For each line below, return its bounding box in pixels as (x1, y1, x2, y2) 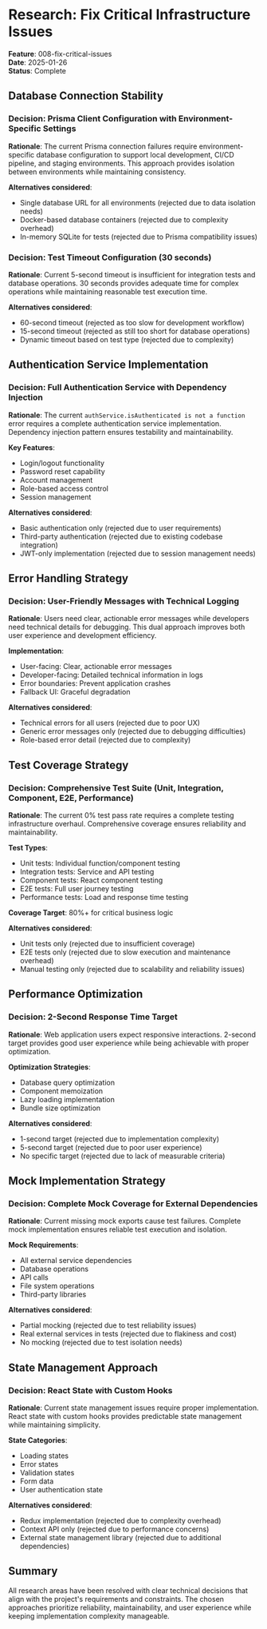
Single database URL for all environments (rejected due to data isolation (19, 197, 257, 207)
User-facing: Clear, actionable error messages (19, 662, 173, 671)
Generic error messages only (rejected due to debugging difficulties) (19, 727, 246, 736)
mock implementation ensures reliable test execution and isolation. (8, 1225, 227, 1234)
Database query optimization (19, 1077, 116, 1087)
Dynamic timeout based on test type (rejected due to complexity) (19, 334, 234, 345)
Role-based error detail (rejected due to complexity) (19, 735, 191, 745)
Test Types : (8, 842, 48, 852)
